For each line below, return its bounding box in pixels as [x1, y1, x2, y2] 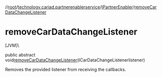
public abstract [5, 52, 36, 58]
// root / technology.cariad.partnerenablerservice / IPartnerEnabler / [5, 4, 135, 10]
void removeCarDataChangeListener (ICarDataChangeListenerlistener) [5, 57, 145, 63]
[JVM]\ [5, 42, 20, 48]
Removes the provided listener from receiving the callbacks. [5, 66, 126, 72]
